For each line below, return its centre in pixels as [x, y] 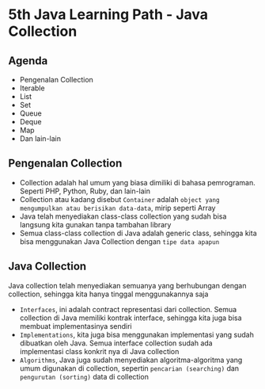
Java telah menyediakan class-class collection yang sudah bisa [123, 216]
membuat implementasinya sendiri [76, 326]
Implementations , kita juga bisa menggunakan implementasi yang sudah [137, 334]
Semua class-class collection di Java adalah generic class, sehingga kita [138, 233]
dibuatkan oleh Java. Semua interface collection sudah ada [116, 343]
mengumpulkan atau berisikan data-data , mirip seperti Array [117, 208]
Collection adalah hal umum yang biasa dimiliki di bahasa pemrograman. [137, 182]
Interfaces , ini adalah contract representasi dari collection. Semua [128, 309]
